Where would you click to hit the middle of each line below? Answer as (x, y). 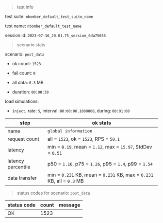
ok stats (102, 123)
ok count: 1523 (26, 64)
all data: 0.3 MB (28, 83)
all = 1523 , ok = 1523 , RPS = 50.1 (84, 139)
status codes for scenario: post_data (53, 193)
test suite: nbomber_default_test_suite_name (49, 16)
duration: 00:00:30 (30, 92)
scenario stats (31, 45)
